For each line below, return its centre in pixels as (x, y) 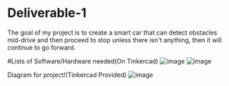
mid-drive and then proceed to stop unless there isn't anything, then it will (114, 39)
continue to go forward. (42, 47)
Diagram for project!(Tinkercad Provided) (67, 75)
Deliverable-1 (47, 13)
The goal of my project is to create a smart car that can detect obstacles (112, 32)
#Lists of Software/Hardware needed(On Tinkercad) (83, 61)
